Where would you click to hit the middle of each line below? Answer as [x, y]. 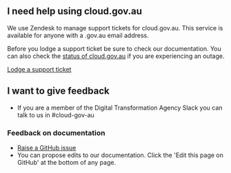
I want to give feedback [58, 91]
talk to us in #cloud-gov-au [56, 115]
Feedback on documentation [56, 132]
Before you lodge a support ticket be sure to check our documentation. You [114, 48]
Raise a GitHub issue [47, 147]
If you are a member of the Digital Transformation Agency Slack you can [120, 108]
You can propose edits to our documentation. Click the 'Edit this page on [120, 155]
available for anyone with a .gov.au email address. [78, 35]
